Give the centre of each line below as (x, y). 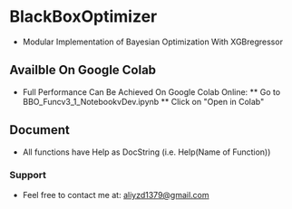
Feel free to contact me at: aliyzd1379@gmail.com (116, 195)
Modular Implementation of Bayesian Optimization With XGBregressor (153, 42)
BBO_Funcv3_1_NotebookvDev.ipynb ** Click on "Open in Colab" (143, 101)
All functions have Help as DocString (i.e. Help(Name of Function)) (146, 152)
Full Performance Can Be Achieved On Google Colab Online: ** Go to (151, 91)
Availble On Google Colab (83, 70)
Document (39, 130)
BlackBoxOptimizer (83, 17)
